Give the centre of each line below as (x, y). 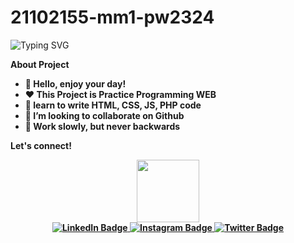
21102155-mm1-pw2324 (112, 17)
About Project (40, 64)
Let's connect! (41, 145)
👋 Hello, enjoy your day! (75, 83)
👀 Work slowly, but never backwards (102, 126)
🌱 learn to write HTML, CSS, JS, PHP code (113, 105)
